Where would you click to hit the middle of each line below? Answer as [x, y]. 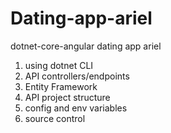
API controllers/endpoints [77, 76]
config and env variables [76, 108]
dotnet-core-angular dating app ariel [86, 46]
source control [55, 118]
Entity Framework [61, 86]
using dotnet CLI [59, 65]
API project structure [67, 97]
